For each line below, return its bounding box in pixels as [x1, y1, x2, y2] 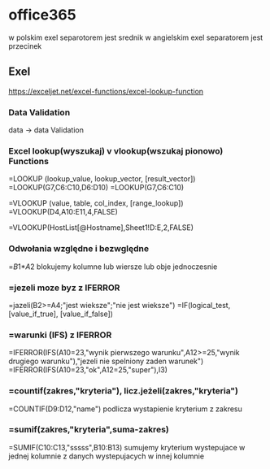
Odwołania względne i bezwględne [8, 243, 149, 254]
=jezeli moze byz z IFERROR [8, 282, 120, 293]
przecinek [8, 41, 42, 50]
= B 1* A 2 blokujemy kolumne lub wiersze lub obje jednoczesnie [8, 262, 218, 271]
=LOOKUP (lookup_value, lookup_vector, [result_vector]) [8, 174, 196, 184]
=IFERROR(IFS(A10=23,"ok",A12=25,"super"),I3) [8, 365, 168, 375]
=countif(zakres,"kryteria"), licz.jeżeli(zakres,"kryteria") [8, 385, 238, 397]
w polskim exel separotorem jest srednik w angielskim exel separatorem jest [8, 33, 263, 42]
